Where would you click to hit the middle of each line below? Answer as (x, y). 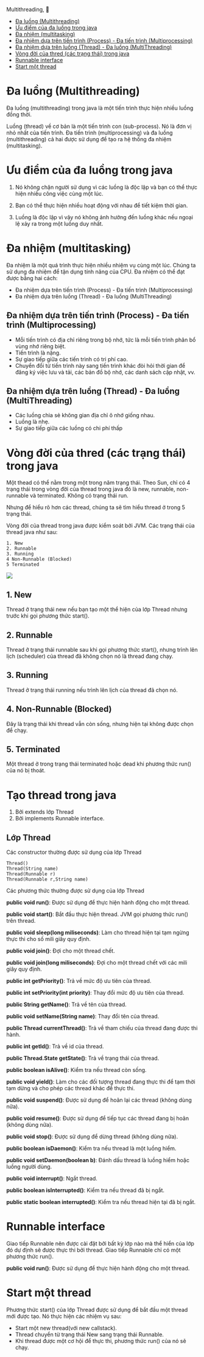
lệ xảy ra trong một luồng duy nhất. (59, 224)
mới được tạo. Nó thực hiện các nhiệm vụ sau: (64, 1316)
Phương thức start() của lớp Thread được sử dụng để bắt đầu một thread (97, 1310)
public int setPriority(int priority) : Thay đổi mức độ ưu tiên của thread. (95, 993)
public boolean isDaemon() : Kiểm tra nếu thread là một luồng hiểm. (91, 1149)
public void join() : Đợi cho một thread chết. (61, 951)
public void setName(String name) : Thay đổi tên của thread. (83, 1017)
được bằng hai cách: (32, 278)
